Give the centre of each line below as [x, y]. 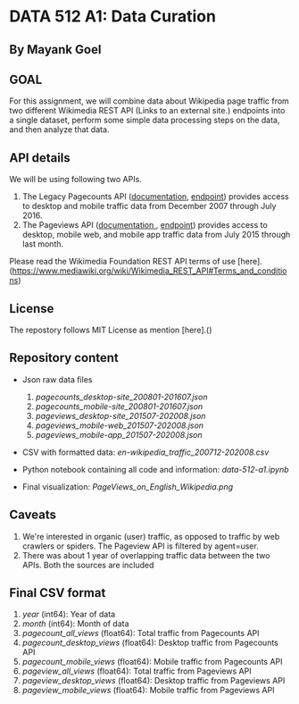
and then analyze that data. [59, 130]
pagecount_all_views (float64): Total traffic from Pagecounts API [141, 633]
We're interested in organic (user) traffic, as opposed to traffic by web [151, 536]
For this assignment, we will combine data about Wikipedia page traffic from [149, 101]
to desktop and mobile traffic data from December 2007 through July [149, 206]
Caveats [33, 515]
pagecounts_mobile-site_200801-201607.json [119, 406]
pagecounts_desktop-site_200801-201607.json [121, 397]
